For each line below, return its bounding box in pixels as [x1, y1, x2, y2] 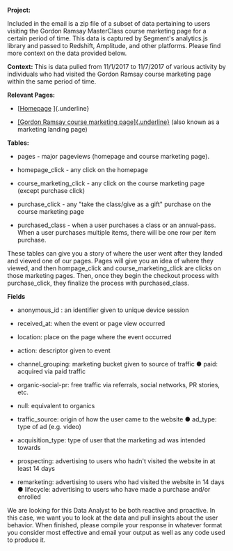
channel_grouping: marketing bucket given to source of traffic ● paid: [17, 360, 218, 368]
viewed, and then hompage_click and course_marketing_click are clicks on [7, 264, 221, 272]
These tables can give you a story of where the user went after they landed [7, 249, 223, 257]
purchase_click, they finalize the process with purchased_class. [7, 279, 190, 287]
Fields [7, 293, 26, 300]
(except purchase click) [17, 187, 86, 194]
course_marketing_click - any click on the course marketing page [17, 179, 205, 187]
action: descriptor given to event [17, 346, 111, 355]
